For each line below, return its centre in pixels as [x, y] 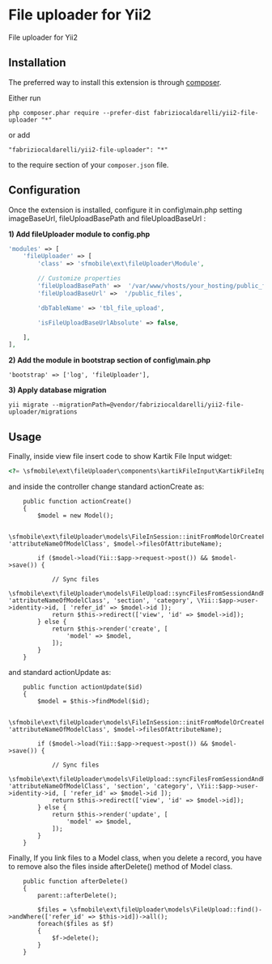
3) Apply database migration [57, 390]
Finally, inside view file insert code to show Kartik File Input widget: [120, 457]
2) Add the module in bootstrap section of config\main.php [110, 360]
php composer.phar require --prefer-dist [79, 113]
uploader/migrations [43, 412]
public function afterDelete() [76, 881]
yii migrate [28, 405]
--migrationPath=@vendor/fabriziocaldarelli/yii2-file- [148, 405]
